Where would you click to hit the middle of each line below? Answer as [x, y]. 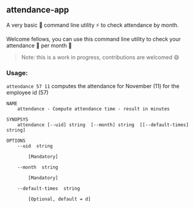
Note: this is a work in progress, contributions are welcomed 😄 [100, 57]
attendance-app [38, 10]
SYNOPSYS [17, 120]
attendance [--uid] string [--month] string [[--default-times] [103, 125]
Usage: [17, 73]
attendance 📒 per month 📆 [39, 45]
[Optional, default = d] [60, 200]
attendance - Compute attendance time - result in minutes [94, 109]
